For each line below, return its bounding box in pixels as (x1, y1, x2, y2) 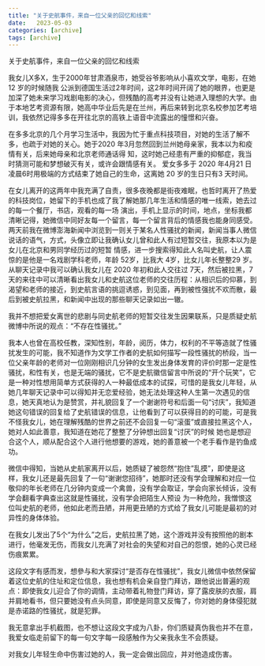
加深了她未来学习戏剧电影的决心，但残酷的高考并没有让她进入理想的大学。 (8, 93, 250, 103)
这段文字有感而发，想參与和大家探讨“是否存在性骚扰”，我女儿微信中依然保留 (8, 566, 256, 576)
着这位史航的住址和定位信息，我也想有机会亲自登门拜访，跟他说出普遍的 (8, 577, 243, 586)
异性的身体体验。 (8, 513, 64, 523)
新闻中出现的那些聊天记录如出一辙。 (69, 294, 188, 305)
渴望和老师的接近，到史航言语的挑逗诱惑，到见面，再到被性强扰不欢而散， (8, 285, 250, 294)
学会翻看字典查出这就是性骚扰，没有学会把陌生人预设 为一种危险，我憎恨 (8, 494, 245, 503)
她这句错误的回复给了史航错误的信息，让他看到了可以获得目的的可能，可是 (8, 407, 250, 417)
